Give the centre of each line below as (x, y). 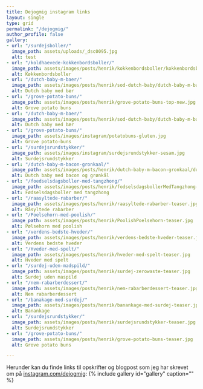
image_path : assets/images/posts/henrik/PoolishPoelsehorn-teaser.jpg (102, 221)
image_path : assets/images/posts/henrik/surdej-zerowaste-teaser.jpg (101, 272)
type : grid (20, 23)
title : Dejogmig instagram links (48, 12)
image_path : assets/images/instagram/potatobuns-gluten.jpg (89, 136)
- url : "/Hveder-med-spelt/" (43, 249)
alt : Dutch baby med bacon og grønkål (61, 176)
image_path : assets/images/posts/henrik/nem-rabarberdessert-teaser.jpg (105, 288)
